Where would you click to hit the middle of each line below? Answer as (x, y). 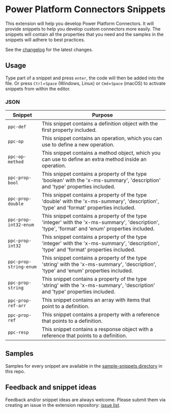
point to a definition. (65, 307)
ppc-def (17, 127)
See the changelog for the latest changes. (49, 49)
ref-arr (17, 306)
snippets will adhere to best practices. (45, 40)
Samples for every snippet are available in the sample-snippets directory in (84, 366)
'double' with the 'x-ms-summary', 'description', (100, 201)
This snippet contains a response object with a (97, 329)
